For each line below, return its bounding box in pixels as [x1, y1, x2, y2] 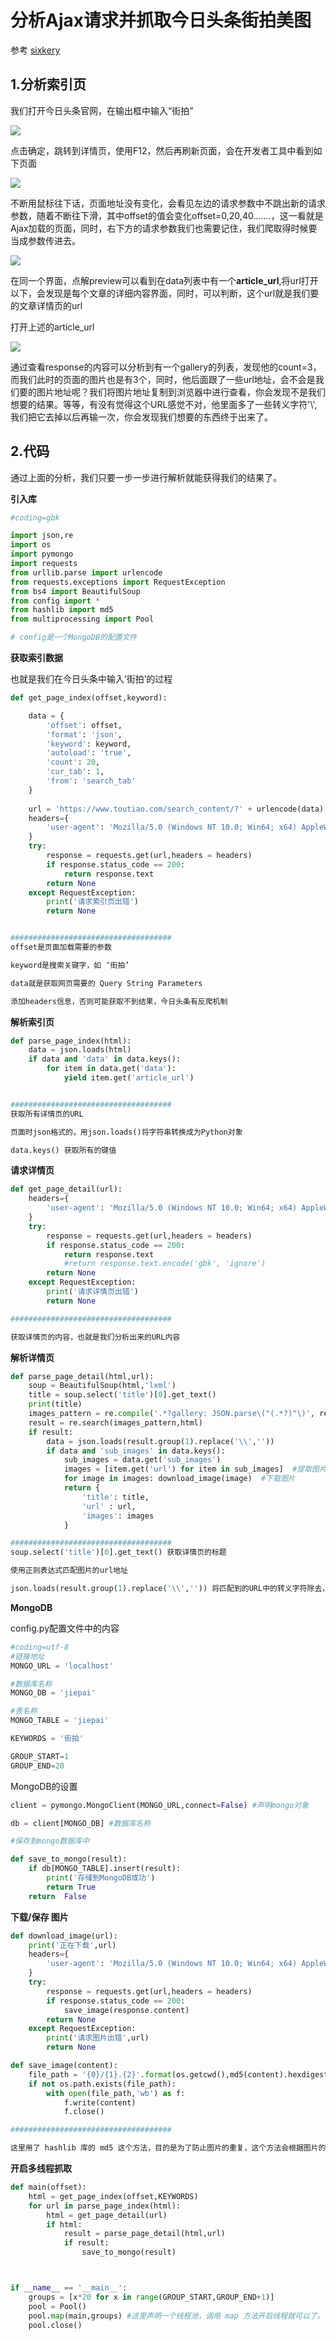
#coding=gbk [10, 512, 60, 523]
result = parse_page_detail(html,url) [63, 2229, 226, 2239]
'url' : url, [81, 1501, 137, 1511]
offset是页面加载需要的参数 [10, 942, 112, 953]
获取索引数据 [10, 652, 63, 664]
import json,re [10, 531, 74, 541]
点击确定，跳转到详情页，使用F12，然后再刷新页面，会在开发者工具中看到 [10, 144, 314, 156]
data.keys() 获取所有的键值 [10, 1145, 117, 1155]
